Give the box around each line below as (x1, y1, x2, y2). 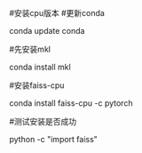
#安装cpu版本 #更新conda (9, 8, 105, 18)
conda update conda (9, 26, 85, 36)
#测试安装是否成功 (9, 117, 77, 126)
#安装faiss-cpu (9, 80, 65, 91)
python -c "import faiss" (9, 134, 98, 144)
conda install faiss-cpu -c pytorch (9, 98, 133, 109)
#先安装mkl (9, 44, 51, 54)
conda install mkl (9, 61, 71, 72)
